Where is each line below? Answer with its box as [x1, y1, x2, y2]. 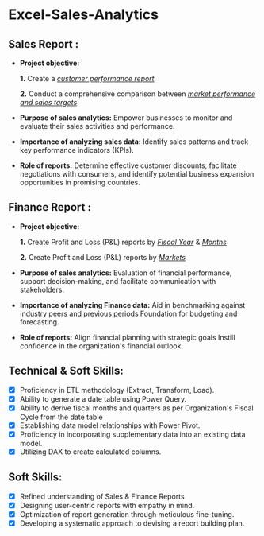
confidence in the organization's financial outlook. [19, 340, 184, 351]
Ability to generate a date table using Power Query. [19, 394, 187, 403]
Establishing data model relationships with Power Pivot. [19, 420, 201, 430]
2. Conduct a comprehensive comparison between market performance [19, 89, 256, 99]
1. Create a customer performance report [19, 74, 155, 83]
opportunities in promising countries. [19, 177, 140, 187]
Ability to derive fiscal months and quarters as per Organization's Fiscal [19, 403, 254, 413]
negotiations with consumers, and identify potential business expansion [19, 169, 254, 178]
